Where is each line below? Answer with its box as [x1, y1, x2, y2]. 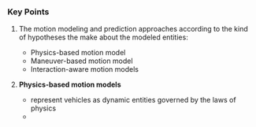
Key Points [7, 6, 50, 17]
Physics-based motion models [18, 80, 121, 89]
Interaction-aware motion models [30, 65, 139, 74]
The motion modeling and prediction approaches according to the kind [18, 24, 249, 34]
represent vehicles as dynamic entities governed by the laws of [30, 95, 237, 105]
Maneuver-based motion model [30, 56, 133, 65]
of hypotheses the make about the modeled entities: [18, 32, 188, 42]
